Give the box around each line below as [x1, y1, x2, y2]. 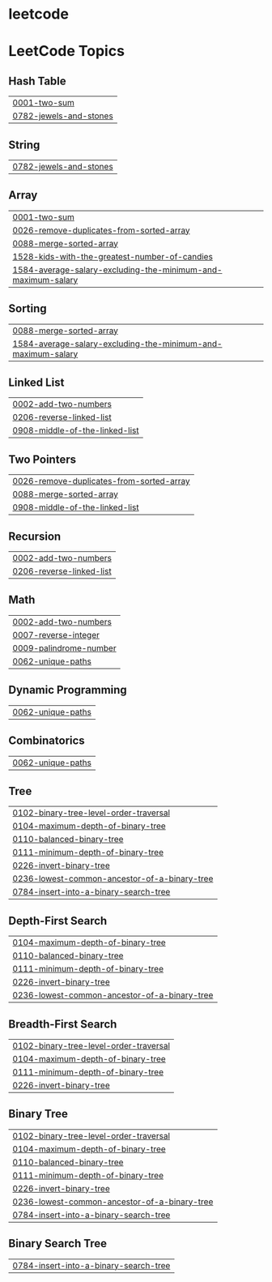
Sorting [8, 301, 47, 316]
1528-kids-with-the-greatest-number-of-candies [12, 250, 213, 262]
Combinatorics [8, 734, 85, 748]
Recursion [8, 529, 62, 543]
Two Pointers [8, 452, 77, 466]
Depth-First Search [8, 913, 108, 928]
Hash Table [8, 74, 66, 88]
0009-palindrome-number [12, 642, 117, 653]
